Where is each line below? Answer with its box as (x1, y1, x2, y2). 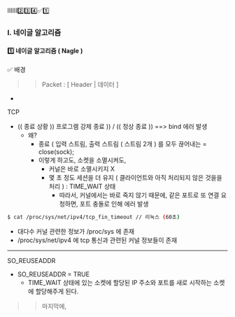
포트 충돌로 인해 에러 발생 (79, 199, 149, 209)
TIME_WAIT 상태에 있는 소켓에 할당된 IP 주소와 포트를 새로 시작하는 (27, 279, 212, 286)
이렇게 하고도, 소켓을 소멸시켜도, (38, 156, 127, 164)
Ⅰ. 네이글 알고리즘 (7, 27, 62, 37)
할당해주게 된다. (35, 287, 79, 295)
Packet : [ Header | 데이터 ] (41, 80, 119, 89)
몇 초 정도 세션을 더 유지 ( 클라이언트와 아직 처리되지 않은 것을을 (48, 174, 222, 182)
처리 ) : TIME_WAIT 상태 (48, 182, 116, 191)
